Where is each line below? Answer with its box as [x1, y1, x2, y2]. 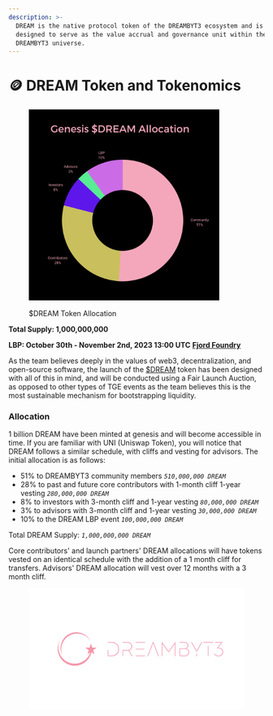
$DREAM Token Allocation [28, 309, 117, 318]
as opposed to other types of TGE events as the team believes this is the [8, 382, 251, 392]
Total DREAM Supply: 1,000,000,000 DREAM [8, 530, 151, 540]
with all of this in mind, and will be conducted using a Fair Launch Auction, [8, 373, 258, 383]
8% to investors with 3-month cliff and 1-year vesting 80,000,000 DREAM [19, 497, 259, 507]
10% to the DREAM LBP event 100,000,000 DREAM [19, 514, 184, 525]
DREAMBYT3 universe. [15, 39, 85, 47]
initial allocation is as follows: [8, 455, 106, 465]
